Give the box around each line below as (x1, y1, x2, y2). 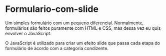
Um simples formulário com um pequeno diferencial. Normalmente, (5, 20, 144, 26)
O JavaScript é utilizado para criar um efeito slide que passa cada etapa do (5, 40, 160, 46)
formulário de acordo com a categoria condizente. (5, 45, 109, 51)
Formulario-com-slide (5, 3, 99, 15)
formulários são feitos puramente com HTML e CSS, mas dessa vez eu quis (5, 25, 161, 31)
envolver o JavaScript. (5, 30, 51, 36)
